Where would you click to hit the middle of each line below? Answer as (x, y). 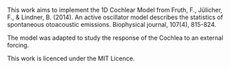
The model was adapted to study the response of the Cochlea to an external (115, 38)
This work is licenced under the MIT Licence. (71, 58)
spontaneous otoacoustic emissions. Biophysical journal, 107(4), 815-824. (112, 24)
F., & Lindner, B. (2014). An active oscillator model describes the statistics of (115, 17)
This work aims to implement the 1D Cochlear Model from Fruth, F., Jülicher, (115, 10)
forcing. (18, 45)
